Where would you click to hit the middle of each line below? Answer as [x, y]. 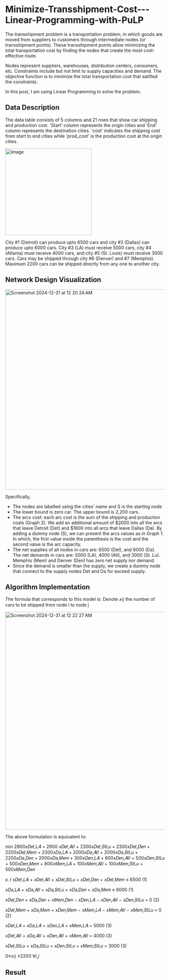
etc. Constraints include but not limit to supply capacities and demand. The [83, 71]
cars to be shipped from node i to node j [47, 605]
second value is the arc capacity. [47, 544]
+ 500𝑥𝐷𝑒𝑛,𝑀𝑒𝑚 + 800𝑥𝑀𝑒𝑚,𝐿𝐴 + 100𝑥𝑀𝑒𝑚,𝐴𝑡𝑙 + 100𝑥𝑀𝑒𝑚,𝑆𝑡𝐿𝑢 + [74, 864]
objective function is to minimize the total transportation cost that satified [81, 76]
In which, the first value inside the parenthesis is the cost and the [80, 538]
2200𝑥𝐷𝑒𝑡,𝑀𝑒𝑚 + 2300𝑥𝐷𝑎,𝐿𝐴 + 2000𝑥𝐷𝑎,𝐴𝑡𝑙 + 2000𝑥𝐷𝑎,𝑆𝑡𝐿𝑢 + [72, 852]
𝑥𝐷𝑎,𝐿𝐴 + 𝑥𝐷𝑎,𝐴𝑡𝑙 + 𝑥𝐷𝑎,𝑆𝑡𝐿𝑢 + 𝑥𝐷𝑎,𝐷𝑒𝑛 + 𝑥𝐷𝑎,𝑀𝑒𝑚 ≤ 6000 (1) [70, 890]
